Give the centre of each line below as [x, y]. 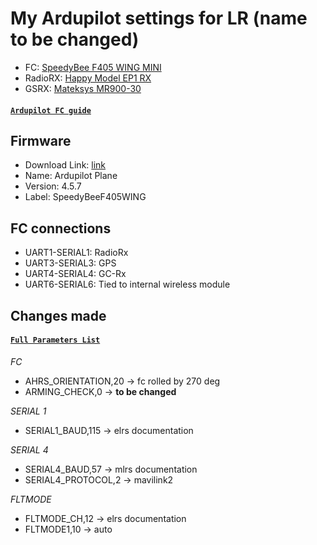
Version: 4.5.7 [53, 186]
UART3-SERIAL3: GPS [70, 263]
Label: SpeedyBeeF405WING [85, 197]
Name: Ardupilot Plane [71, 176]
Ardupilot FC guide [51, 110]
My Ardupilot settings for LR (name [159, 18]
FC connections [61, 228]
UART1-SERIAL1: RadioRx [76, 253]
